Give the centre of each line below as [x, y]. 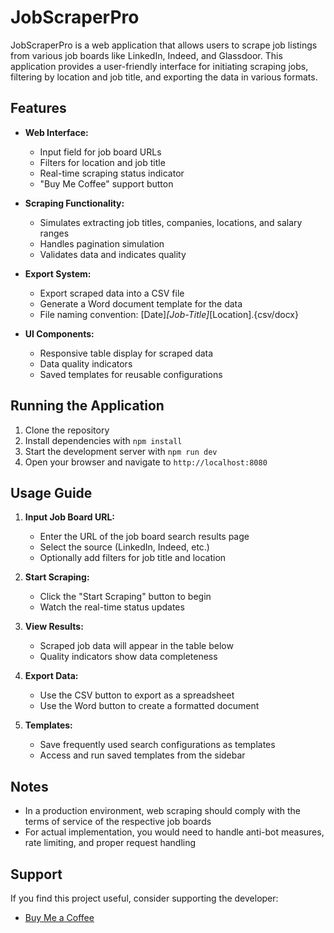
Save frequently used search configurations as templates [157, 745]
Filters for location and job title [102, 162]
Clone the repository [67, 430]
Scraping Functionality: [74, 203]
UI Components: [59, 333]
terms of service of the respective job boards [118, 822]
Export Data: [51, 676]
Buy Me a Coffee [59, 917]
